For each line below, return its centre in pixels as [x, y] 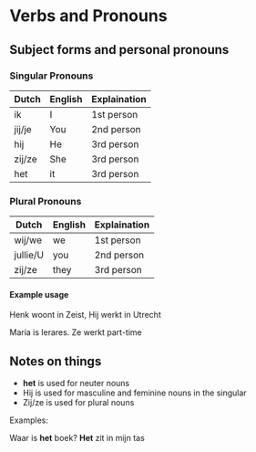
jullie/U [29, 255]
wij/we [28, 240]
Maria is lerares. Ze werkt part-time [76, 332]
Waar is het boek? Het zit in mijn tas [77, 438]
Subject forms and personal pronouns [119, 50]
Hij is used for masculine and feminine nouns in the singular [135, 393]
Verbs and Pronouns [88, 16]
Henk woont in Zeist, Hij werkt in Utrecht [85, 315]
